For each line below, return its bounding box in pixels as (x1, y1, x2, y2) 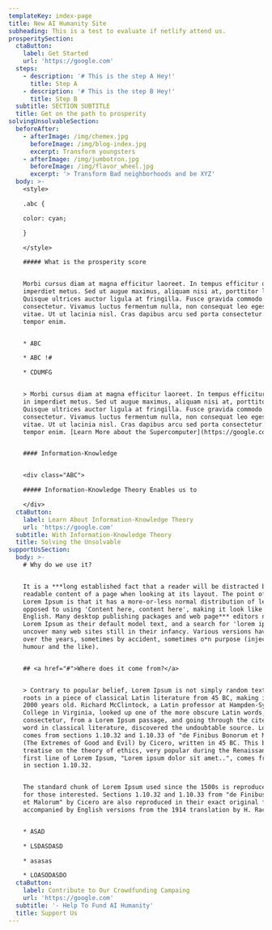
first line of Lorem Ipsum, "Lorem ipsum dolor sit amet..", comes (23, 754, 255, 762)
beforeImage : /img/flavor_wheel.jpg (29, 163, 154, 171)
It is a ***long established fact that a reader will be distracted (23, 582, 259, 591)
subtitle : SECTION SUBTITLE (15, 102, 111, 110)
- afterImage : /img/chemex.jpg (23, 132, 129, 140)
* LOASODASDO (23, 872, 67, 880)
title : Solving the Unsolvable (15, 538, 121, 547)
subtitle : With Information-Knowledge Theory (15, 531, 172, 539)
